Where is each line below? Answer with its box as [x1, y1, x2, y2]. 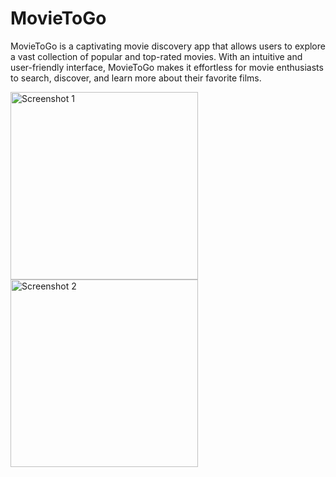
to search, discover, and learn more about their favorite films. [10, 72, 262, 84]
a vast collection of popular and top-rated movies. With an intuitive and [10, 50, 303, 62]
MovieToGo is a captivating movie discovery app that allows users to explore [10, 40, 326, 52]
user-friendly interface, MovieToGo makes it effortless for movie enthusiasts [10, 61, 324, 73]
